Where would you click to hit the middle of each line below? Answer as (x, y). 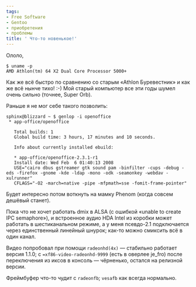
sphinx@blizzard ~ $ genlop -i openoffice (59, 117)
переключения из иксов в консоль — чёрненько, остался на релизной (94, 260)
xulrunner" (19, 178)
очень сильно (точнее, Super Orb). (49, 95)
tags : (13, 11)
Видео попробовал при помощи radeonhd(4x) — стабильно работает (92, 248)
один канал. (21, 237)
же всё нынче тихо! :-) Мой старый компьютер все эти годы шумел (91, 88)
